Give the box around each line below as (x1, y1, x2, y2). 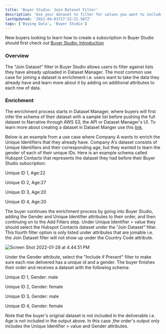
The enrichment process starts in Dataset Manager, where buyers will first (5, 108, 156, 114)
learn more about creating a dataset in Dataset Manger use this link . (5, 124, 143, 130)
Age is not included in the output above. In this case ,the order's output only (5, 318, 160, 324)
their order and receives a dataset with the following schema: (5, 264, 130, 270)
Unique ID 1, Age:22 (5, 170, 46, 176)
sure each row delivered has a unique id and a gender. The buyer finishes (5, 259, 155, 265)
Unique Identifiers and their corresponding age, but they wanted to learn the (5, 144, 161, 150)
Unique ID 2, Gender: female (5, 283, 63, 289)
